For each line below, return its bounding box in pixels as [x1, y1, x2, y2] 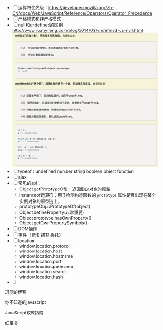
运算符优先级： [18, 5, 49, 10]
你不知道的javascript [5, 299, 46, 305]
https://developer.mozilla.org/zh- [48, 5, 114, 10]
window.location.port [19, 258, 62, 264]
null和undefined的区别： [18, 22, 67, 28]
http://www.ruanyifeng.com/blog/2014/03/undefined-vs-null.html [12, 28, 143, 33]
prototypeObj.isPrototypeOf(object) [19, 204, 91, 209]
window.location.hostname [19, 253, 73, 259]
